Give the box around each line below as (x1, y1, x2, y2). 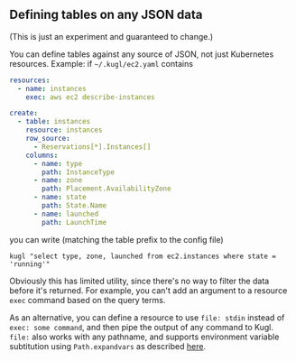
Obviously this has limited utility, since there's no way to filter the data (9, 275, 270, 286)
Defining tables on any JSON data (9, 7, 203, 23)
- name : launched (32, 209, 99, 218)
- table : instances (17, 117, 91, 126)
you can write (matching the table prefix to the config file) (9, 234, 224, 245)
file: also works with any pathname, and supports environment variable (9, 331, 280, 342)
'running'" (9, 259, 51, 269)
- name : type (32, 159, 83, 168)
